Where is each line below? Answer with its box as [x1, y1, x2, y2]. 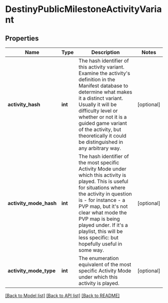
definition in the [78, 76, 115, 83]
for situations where [78, 184, 126, 191]
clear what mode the [78, 209, 127, 216]
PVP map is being [78, 215, 120, 222]
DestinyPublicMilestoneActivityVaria [5, 3, 162, 15]
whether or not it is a [78, 113, 127, 120]
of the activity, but [78, 126, 121, 133]
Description [91, 49, 120, 55]
